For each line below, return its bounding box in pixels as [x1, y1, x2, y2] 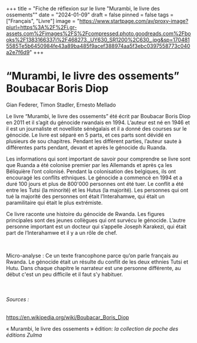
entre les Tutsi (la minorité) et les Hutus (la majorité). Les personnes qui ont [6, 187, 188, 194]
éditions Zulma [6, 332, 42, 339]
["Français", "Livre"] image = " [6, 18, 80, 24]
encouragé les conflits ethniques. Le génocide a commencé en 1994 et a [6, 174, 182, 181]
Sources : [6, 295, 29, 302]
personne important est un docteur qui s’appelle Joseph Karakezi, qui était [6, 223, 187, 230]
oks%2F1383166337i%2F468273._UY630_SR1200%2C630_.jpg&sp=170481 [6, 36, 190, 43]
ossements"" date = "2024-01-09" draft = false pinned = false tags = [6, 11, 174, 18]
